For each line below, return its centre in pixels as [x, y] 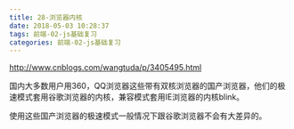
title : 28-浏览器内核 [46, 17]
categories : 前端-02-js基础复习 [65, 42]
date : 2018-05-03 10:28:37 [59, 26]
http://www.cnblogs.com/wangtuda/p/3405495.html [106, 68]
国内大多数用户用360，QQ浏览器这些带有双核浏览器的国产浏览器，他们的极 [147, 86]
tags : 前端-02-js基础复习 [53, 34]
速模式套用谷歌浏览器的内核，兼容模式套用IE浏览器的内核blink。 [127, 97]
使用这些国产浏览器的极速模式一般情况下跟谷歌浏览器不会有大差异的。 [138, 116]
